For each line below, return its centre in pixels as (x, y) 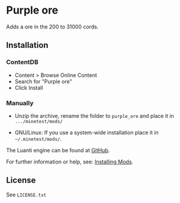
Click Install (29, 88)
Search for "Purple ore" (43, 81)
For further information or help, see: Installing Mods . (70, 162)
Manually (20, 103)
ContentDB (22, 62)
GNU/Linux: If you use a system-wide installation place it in (86, 132)
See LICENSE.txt (26, 194)
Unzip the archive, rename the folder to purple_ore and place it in (94, 115)
